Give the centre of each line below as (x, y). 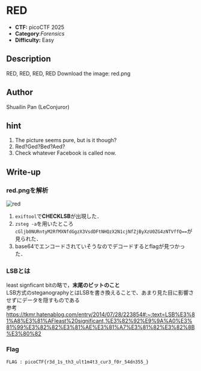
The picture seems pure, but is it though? (66, 140)
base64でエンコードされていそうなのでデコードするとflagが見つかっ (100, 246)
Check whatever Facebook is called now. (65, 153)
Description (28, 59)
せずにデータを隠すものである (43, 300)
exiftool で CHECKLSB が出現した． (58, 216)
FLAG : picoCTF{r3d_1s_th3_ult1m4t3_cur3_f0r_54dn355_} (77, 362)
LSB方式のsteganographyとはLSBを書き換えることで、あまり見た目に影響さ (100, 293)
